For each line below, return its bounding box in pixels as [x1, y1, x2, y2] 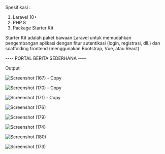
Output [5, 65, 20, 71]
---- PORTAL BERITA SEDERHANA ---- [5, 55, 86, 61]
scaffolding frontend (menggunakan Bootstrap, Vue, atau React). [5, 46, 141, 51]
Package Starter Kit [12, 25, 54, 31]
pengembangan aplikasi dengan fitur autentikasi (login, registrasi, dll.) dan [5, 40, 160, 46]
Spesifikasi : [5, 5, 31, 10]
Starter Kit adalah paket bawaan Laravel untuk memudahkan [5, 35, 131, 41]
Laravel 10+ [12, 14, 37, 20]
